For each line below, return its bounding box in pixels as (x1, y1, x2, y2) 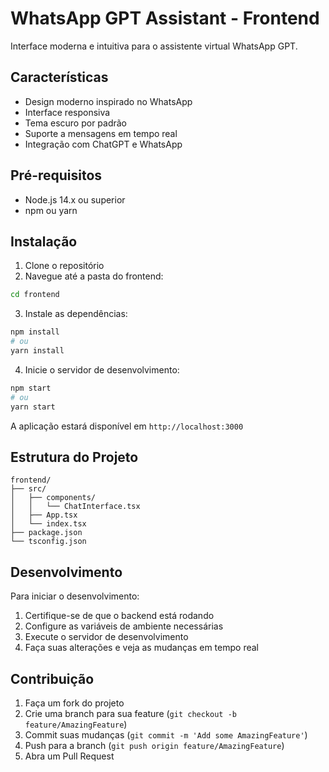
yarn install (10, 346, 65, 356)
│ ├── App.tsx (10, 510, 78, 521)
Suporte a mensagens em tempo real (24, 127, 178, 139)
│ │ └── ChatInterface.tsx (10, 502, 141, 512)
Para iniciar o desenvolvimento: (10, 590, 140, 602)
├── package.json (10, 528, 83, 538)
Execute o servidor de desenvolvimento (24, 631, 189, 643)
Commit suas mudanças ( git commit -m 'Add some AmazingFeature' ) (24, 728, 308, 741)
